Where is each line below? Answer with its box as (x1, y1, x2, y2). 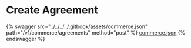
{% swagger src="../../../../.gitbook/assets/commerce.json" (6, 23, 148, 30)
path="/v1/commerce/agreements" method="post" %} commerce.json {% (6, 29, 186, 36)
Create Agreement (6, 4, 98, 17)
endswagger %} (6, 35, 45, 42)
